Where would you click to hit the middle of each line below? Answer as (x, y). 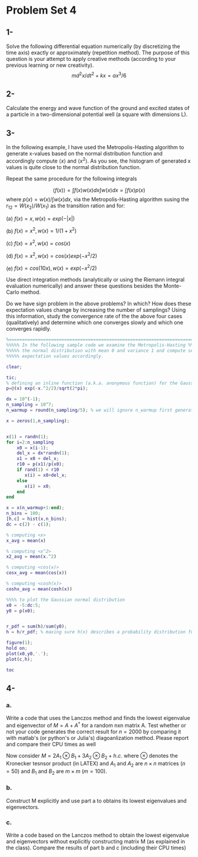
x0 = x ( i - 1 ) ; (33, 448)
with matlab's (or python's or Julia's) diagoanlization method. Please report (98, 738)
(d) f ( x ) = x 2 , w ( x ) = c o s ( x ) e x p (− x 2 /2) (52, 255)
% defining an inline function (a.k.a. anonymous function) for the (92, 383)
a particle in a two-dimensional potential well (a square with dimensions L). (97, 114)
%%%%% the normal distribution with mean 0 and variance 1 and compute (96, 351)
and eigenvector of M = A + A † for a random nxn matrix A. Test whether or (96, 725)
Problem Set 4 (41, 10)
